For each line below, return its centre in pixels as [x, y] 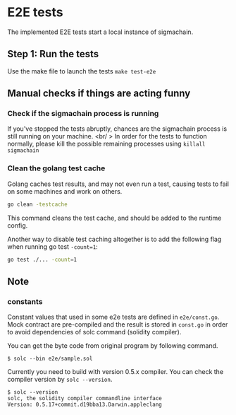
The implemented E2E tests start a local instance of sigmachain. [100, 32]
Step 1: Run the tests [53, 54]
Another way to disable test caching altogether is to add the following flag [114, 239]
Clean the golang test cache [56, 168]
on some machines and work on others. [65, 191]
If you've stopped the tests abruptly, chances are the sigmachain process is [117, 129]
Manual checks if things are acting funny [99, 94]
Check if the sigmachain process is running [83, 114]
